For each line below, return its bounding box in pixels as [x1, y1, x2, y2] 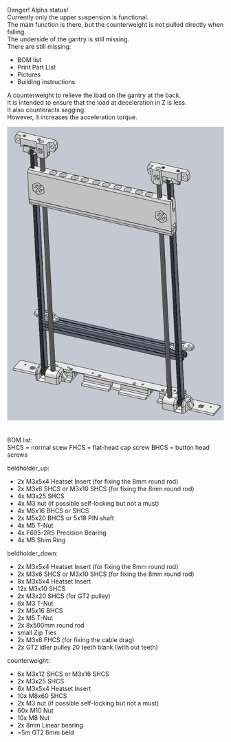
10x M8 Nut [16, 714, 50, 722]
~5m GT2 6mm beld [16, 728, 74, 736]
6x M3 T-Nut [16, 599, 54, 608]
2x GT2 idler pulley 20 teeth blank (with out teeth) [16, 643, 158, 652]
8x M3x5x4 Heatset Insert [16, 577, 91, 586]
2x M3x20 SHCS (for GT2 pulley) [16, 592, 111, 600]
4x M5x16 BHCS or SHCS [16, 506, 89, 515]
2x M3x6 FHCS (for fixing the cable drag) [16, 636, 135, 644]
